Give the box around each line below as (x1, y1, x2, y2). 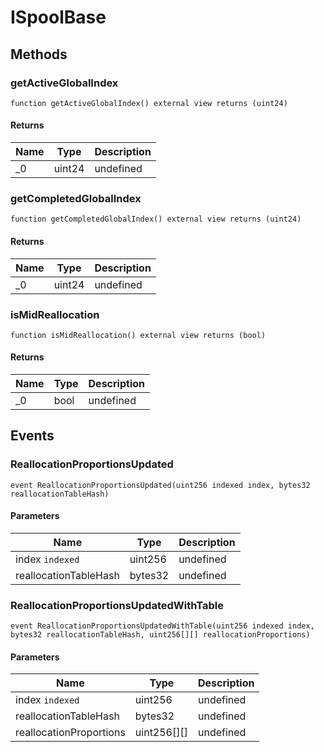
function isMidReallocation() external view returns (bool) (10, 330, 267, 340)
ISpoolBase (10, 6, 107, 29)
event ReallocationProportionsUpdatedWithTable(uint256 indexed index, (10, 621, 315, 631)
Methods (10, 46, 68, 63)
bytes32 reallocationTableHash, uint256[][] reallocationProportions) (10, 630, 311, 640)
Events (10, 427, 55, 445)
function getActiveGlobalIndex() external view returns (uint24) (10, 98, 288, 108)
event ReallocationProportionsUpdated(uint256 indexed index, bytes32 (10, 480, 311, 490)
